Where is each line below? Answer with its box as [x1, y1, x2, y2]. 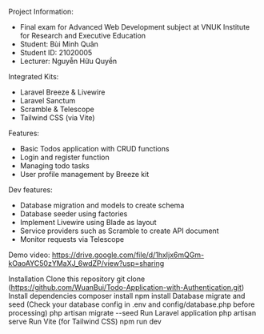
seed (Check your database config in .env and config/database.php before [8, 300, 255, 309]
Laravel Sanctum [19, 96, 76, 105]
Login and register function [19, 152, 110, 162]
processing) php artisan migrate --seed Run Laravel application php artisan [8, 308, 257, 317]
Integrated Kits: [8, 72, 59, 81]
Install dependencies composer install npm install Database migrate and [8, 292, 246, 300]
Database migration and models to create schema [19, 200, 185, 210]
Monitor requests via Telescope [19, 235, 125, 243]
